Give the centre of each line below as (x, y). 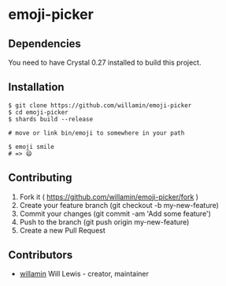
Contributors (41, 255)
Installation (36, 87)
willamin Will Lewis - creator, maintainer (84, 274)
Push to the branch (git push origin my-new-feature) (104, 221)
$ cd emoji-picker (38, 112)
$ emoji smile (31, 147)
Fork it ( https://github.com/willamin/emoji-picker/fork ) (109, 197)
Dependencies (44, 44)
